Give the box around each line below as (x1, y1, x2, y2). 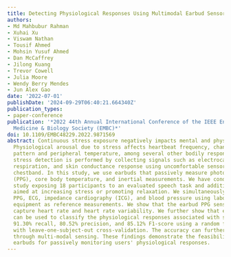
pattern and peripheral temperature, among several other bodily (13, 150, 205, 158)
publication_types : (7, 106, 63, 112)
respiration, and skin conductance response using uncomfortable (13, 162, 205, 170)
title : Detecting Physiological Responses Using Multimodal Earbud (7, 10, 205, 17)
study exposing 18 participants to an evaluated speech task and (13, 182, 205, 189)
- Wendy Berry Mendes (7, 80, 69, 87)
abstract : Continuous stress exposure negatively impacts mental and (7, 138, 211, 145)
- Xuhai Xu (7, 29, 38, 36)
